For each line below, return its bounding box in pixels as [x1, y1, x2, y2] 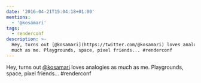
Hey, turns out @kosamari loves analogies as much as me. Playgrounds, [6, 63, 184, 71]
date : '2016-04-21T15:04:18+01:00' [6, 8, 95, 15]
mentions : [6, 14, 31, 20]
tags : [6, 25, 20, 31]
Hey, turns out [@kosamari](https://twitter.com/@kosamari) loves [11, 42, 181, 48]
